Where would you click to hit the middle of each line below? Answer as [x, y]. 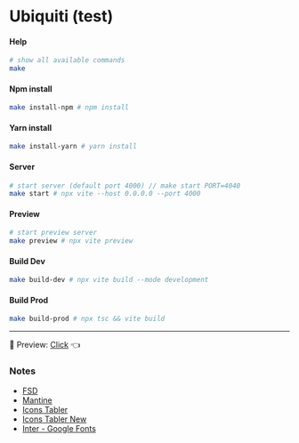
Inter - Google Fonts [59, 428]
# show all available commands [67, 60]
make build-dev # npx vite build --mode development [109, 280]
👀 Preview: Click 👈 [45, 345]
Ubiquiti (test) [61, 16]
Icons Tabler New [54, 419]
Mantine [37, 400]
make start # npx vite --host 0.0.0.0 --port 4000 [105, 194]
